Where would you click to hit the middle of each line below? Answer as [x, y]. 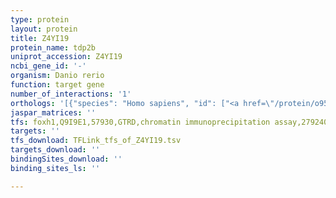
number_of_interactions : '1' [71, 94]
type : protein [40, 19]
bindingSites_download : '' [66, 159]
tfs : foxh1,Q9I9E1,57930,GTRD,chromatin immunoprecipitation [140, 122]
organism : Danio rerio [57, 76]
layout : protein [44, 29]
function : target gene [57, 85]
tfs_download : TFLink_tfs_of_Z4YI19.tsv [96, 141]
